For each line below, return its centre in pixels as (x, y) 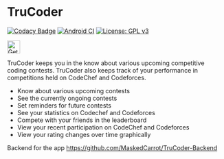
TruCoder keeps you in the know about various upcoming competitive (106, 63)
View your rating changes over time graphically (84, 134)
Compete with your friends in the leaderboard (82, 120)
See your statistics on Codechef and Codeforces (86, 112)
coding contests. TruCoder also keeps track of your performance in (102, 70)
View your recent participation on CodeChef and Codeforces (103, 127)
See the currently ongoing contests (67, 98)
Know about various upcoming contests (74, 90)
